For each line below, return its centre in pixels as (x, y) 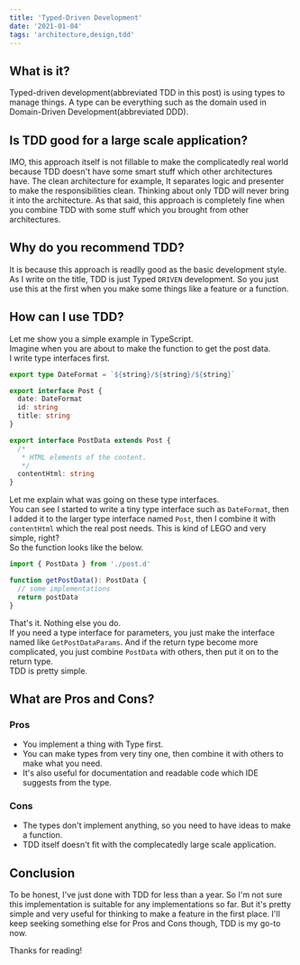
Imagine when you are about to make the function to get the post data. (140, 348)
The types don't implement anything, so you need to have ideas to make (156, 825)
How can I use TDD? (67, 317)
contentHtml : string (56, 474)
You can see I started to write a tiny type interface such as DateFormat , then (150, 510)
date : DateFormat (50, 399)
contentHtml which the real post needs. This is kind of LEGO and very (138, 528)
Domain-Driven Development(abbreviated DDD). (99, 112)
